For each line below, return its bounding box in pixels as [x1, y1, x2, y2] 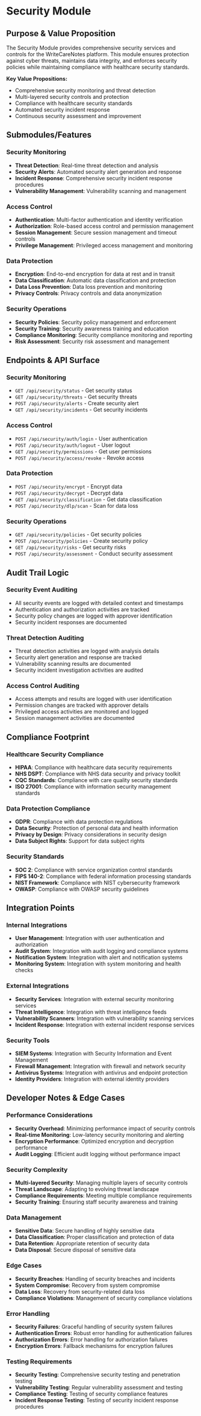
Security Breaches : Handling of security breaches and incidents [14, 1275, 176, 1282]
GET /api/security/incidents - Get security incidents [14, 406, 148, 414]
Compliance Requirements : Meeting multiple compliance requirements [14, 1192, 193, 1199]
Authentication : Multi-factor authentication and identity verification [14, 216, 183, 223]
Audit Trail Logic [6, 567, 69, 578]
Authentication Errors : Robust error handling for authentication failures [14, 1329, 193, 1336]
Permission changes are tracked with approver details [14, 701, 149, 709]
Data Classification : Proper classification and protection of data [14, 1233, 175, 1241]
